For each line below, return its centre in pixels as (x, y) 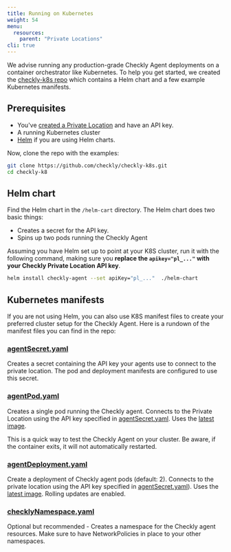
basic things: (25, 217)
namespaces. (26, 541)
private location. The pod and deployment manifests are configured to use (112, 371)
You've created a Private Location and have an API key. (95, 125)
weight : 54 (23, 20)
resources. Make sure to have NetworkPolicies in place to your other (104, 534)
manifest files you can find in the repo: (62, 331)
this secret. (23, 378)
